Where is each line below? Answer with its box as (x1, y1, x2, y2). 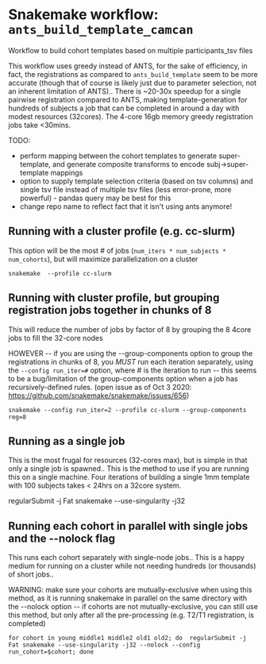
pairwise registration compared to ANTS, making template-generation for (8, 95, 248, 104)
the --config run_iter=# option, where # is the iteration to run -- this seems (8, 365, 257, 375)
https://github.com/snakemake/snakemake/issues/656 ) (8, 391, 190, 400)
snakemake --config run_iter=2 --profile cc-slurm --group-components (8, 406, 247, 414)
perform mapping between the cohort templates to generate (19, 151, 217, 160)
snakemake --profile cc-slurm (8, 269, 112, 277)
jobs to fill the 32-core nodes (8, 333, 103, 342)
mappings (50, 168, 83, 177)
